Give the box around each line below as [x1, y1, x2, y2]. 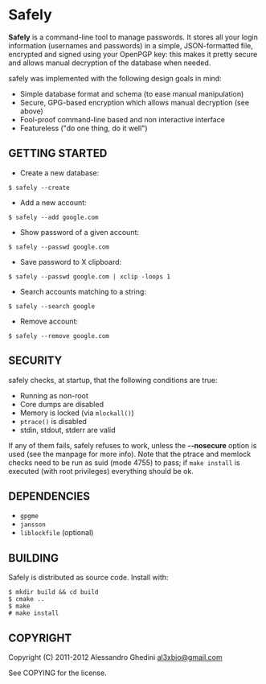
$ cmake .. [8, 595, 45, 604]
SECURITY [8, 354, 63, 368]
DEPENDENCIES [8, 489, 91, 503]
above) [19, 106, 44, 116]
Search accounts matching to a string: [19, 286, 147, 296]
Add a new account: [19, 197, 87, 207]
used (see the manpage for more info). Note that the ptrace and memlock [8, 449, 252, 459]
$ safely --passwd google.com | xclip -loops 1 [8, 272, 171, 281]
